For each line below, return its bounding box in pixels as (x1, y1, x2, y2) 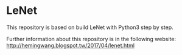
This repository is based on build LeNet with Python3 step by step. (6, 24, 173, 31)
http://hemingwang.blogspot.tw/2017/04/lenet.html (6, 42, 135, 49)
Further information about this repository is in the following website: (6, 35, 177, 42)
